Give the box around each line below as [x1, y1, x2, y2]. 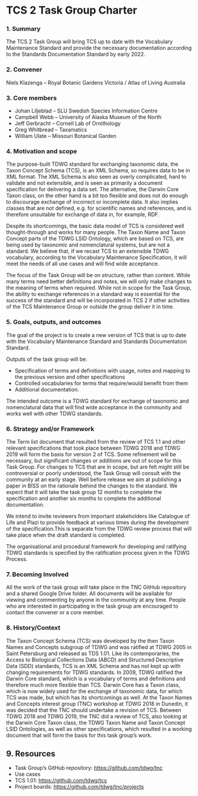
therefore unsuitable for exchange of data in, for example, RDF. [6, 211, 160, 218]
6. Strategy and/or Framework [6, 425, 95, 433]
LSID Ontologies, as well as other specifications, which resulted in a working [6, 725, 192, 732]
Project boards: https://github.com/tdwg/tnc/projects [14, 783, 144, 791]
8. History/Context [6, 624, 61, 632]
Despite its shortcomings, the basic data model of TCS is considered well [6, 223, 184, 230]
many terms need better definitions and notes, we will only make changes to [6, 278, 192, 285]
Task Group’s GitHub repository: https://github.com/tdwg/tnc [14, 765, 163, 772]
